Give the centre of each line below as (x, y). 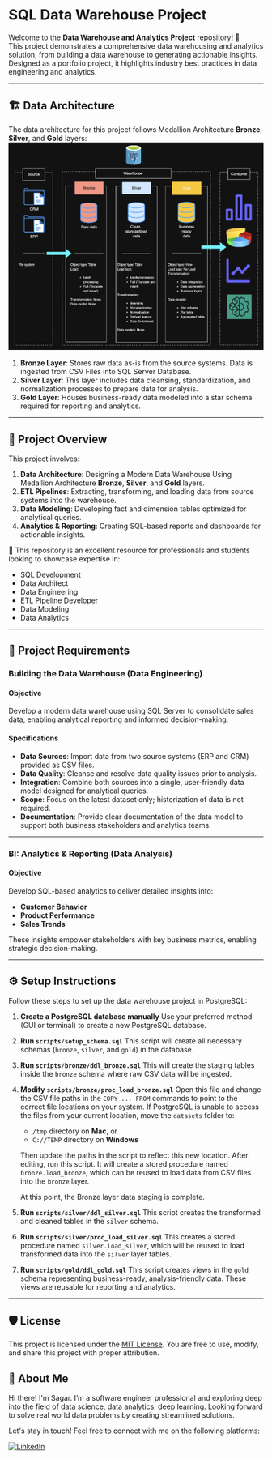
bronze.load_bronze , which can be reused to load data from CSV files (136, 1172)
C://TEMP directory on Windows (85, 1139)
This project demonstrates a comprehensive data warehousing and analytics (136, 45)
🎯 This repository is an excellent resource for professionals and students (129, 550)
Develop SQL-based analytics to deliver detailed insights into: (111, 891)
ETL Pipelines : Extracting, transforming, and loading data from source (137, 491)
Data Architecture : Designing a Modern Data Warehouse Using (126, 474)
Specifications (34, 738)
